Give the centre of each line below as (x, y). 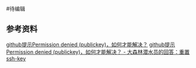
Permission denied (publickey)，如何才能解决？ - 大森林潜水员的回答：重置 (98, 51)
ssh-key (16, 59)
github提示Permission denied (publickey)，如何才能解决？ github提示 (91, 44)
